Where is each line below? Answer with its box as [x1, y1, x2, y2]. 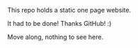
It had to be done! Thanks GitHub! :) [7, 19, 112, 27]
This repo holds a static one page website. [7, 6, 132, 14]
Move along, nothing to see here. [7, 33, 104, 41]
